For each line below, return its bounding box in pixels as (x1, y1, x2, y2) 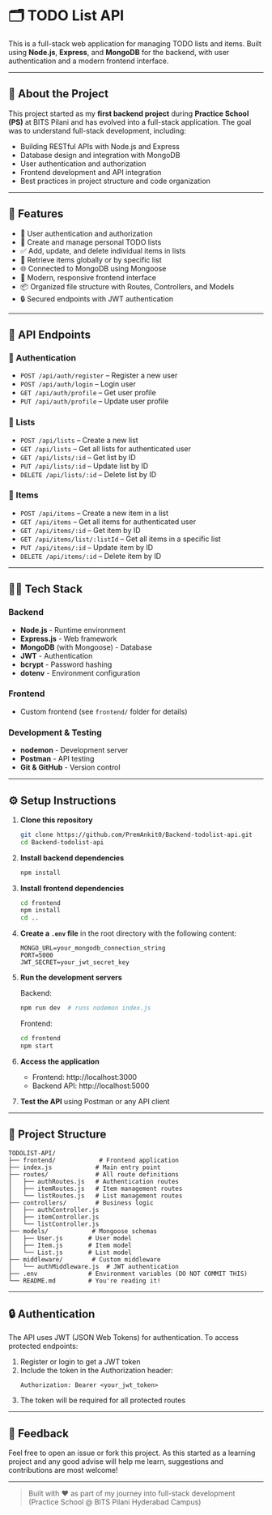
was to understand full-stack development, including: (8, 126, 186, 135)
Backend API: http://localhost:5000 (32, 1081, 150, 1090)
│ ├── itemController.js (8, 1213, 100, 1221)
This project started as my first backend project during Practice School (8, 109, 249, 118)
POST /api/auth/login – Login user (19, 379, 136, 389)
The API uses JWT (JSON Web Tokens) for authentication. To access (8, 1333, 239, 1342)
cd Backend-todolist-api (19, 838, 104, 847)
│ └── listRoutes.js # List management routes (8, 1192, 183, 1200)
